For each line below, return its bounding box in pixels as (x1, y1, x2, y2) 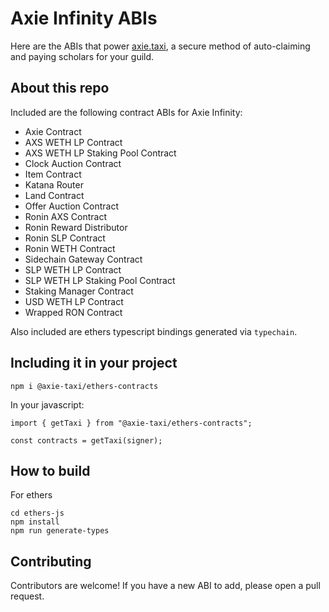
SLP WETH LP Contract (24, 263, 122, 276)
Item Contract (24, 168, 82, 180)
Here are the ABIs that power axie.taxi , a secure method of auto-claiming (10, 40, 311, 52)
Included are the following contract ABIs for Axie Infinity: (10, 106, 243, 118)
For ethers (10, 489, 53, 501)
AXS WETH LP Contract (24, 136, 123, 148)
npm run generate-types (10, 526, 110, 536)
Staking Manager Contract (24, 285, 134, 297)
